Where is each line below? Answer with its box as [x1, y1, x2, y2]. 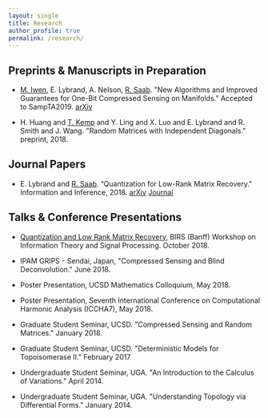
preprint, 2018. [19, 135, 69, 144]
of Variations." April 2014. [19, 376, 104, 385]
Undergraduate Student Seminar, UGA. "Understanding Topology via [19, 392, 246, 401]
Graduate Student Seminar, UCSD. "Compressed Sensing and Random [19, 320, 252, 329]
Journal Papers [8, 158, 86, 171]
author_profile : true [8, 26, 81, 34]
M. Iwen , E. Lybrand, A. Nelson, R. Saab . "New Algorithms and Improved [19, 85, 258, 94]
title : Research [8, 19, 62, 27]
